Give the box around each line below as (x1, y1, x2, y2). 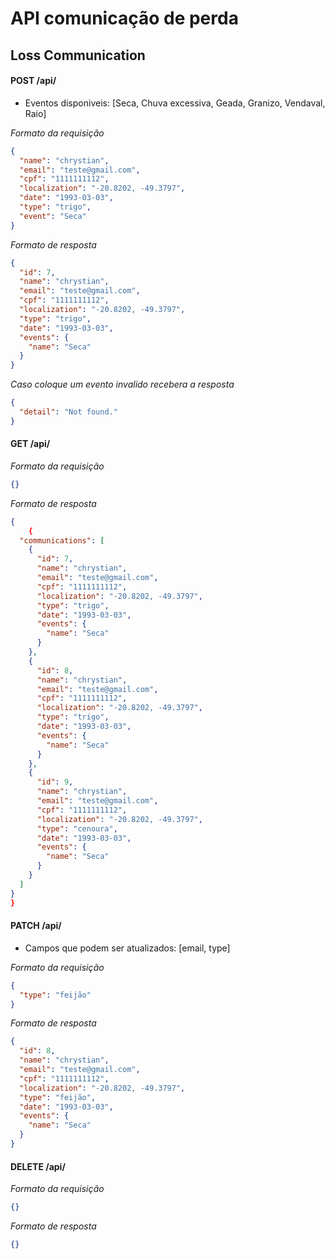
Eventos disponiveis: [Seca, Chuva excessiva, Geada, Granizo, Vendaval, (24, 97, 326, 109)
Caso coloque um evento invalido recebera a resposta (10, 378, 235, 391)
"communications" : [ (19, 535, 105, 546)
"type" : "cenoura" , (36, 823, 118, 834)
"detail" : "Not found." (19, 407, 118, 417)
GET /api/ (10, 438, 51, 450)
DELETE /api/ (10, 1160, 66, 1172)
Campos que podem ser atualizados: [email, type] (24, 942, 231, 954)
